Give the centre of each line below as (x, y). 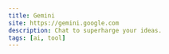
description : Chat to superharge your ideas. (85, 30)
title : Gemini (32, 15)
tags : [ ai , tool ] (37, 38)
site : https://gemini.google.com (64, 23)
